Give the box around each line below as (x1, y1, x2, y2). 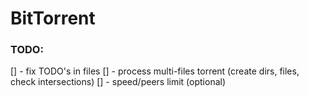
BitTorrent (10, 7, 96, 30)
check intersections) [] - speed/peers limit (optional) (10, 76, 227, 88)
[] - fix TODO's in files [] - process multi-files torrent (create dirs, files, (10, 65, 300, 77)
